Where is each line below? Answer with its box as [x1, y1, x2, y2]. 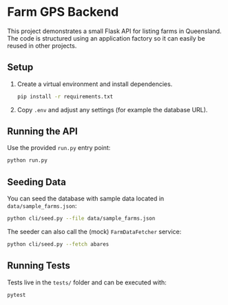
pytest [7, 291, 26, 298]
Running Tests [7, 260, 70, 272]
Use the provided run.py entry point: [7, 144, 111, 152]
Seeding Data [7, 176, 67, 188]
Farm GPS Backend [7, 4, 119, 20]
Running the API [7, 125, 78, 138]
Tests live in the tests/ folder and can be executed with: [7, 278, 167, 286]
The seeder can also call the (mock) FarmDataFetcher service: [7, 228, 182, 235]
